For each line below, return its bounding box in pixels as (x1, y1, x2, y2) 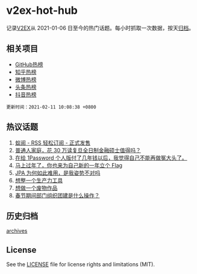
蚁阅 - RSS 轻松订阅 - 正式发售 (14, 139, 91, 146)
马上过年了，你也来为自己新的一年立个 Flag (14, 161, 122, 169)
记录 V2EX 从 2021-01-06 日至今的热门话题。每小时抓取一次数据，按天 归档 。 (6, 24, 195, 31)
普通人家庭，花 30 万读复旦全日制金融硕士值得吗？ (14, 146, 142, 154)
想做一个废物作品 (14, 184, 58, 191)
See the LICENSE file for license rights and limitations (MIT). (6, 261, 155, 268)
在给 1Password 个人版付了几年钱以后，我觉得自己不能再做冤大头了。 (14, 154, 188, 161)
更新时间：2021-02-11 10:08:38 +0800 (6, 104, 96, 110)
